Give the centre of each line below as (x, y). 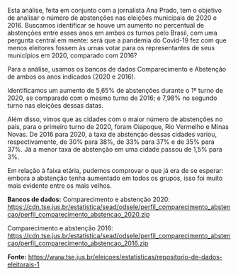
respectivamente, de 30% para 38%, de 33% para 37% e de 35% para (111, 142)
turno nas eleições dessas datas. (56, 105)
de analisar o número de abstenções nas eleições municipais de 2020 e (112, 18)
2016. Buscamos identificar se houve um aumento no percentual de (106, 25)
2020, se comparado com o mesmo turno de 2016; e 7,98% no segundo (112, 98)
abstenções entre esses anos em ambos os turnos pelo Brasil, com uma (112, 33)
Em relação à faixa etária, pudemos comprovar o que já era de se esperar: (115, 170)
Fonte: (17, 257)
